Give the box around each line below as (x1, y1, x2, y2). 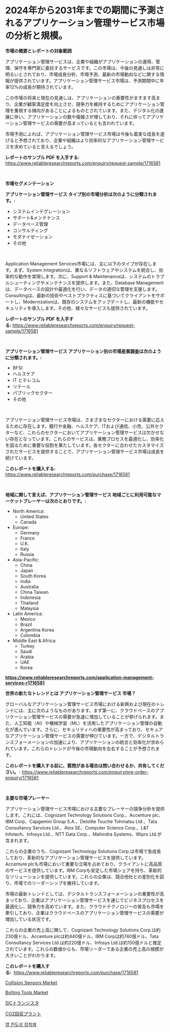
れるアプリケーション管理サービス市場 (5, 17, 165, 29)
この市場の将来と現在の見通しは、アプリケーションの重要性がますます (5, 94, 152, 101)
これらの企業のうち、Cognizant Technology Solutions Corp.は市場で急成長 (5, 848, 161, 854)
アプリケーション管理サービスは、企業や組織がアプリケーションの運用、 (5, 58, 156, 64)
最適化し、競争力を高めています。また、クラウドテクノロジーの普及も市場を (5, 903, 164, 909)
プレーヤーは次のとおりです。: (22, 498, 87, 504)
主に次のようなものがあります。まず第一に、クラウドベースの (27, 707, 155, 713)
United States (20, 513, 49, 519)
